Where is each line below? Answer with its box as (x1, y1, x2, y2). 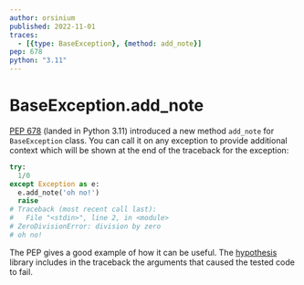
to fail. (9, 266, 34, 277)
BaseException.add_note (9, 95, 204, 116)
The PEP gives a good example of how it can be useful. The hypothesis (9, 247, 278, 258)
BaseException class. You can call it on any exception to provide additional (9, 134, 288, 146)
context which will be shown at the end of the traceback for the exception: (9, 144, 289, 155)
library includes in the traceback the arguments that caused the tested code (9, 257, 295, 268)
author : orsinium (9, 13, 76, 23)
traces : (9, 30, 39, 39)
